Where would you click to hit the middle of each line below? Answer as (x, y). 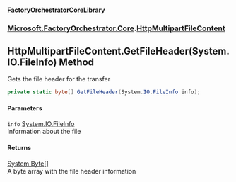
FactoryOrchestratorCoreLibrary (56, 10)
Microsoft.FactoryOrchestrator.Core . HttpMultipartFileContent (116, 28)
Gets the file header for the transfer (59, 79)
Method (76, 62)
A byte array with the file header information (72, 171)
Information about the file (44, 132)
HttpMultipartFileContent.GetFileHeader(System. (118, 51)
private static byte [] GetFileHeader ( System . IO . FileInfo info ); (104, 92)
